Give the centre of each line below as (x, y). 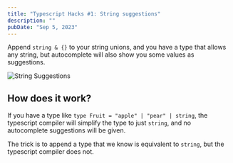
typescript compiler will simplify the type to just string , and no (99, 123)
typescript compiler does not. (51, 152)
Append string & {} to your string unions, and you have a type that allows (117, 47)
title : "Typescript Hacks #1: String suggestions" (84, 14)
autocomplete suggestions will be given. (67, 130)
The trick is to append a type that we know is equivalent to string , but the (116, 144)
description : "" (31, 21)
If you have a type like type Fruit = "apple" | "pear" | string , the (108, 116)
